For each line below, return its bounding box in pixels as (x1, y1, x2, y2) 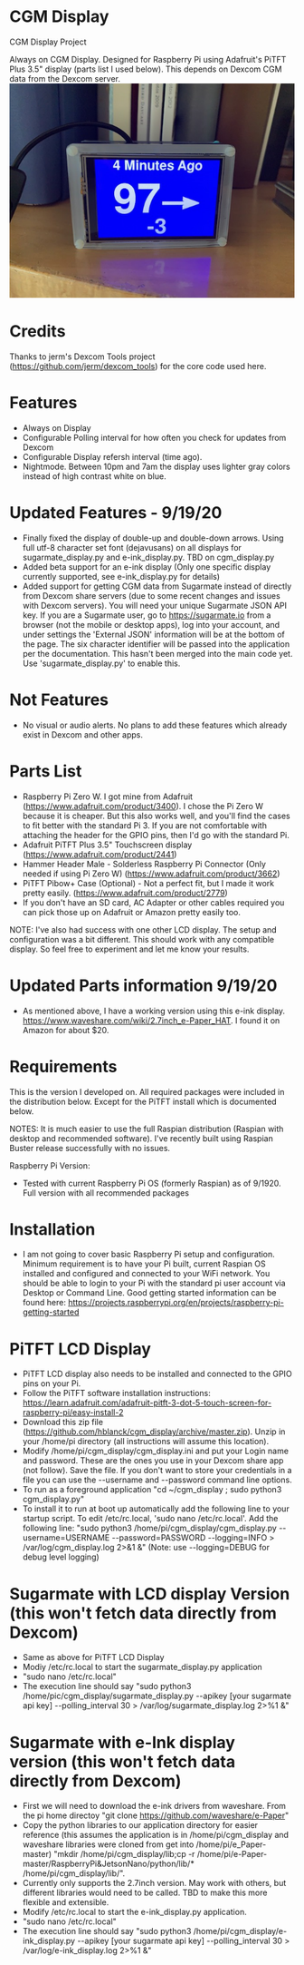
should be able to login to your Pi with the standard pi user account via (22, 1277, 287, 1289)
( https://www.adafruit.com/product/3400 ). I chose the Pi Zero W (22, 800, 264, 811)
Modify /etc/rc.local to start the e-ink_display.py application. (22, 1907, 247, 1918)
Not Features (9, 689, 109, 709)
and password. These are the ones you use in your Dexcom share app (22, 1455, 284, 1466)
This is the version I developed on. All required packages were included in (9, 1086, 285, 1097)
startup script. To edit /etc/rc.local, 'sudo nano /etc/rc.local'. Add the (22, 1513, 279, 1524)
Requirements (9, 1056, 118, 1077)
